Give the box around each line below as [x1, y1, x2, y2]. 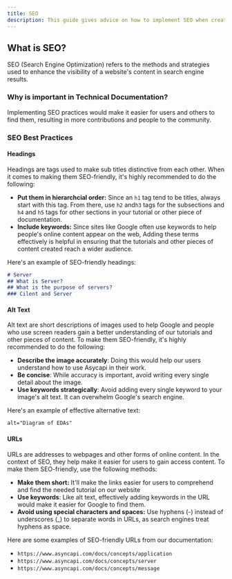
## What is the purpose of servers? [7, 284, 113, 291]
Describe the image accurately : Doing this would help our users [17, 357, 202, 365]
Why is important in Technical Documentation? [7, 93, 168, 102]
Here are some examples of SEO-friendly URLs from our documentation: [7, 535, 213, 544]
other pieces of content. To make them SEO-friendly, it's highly [7, 336, 186, 344]
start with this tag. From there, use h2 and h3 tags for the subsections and [17, 200, 224, 209]
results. [7, 75, 29, 84]
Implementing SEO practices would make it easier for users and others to [7, 108, 215, 116]
